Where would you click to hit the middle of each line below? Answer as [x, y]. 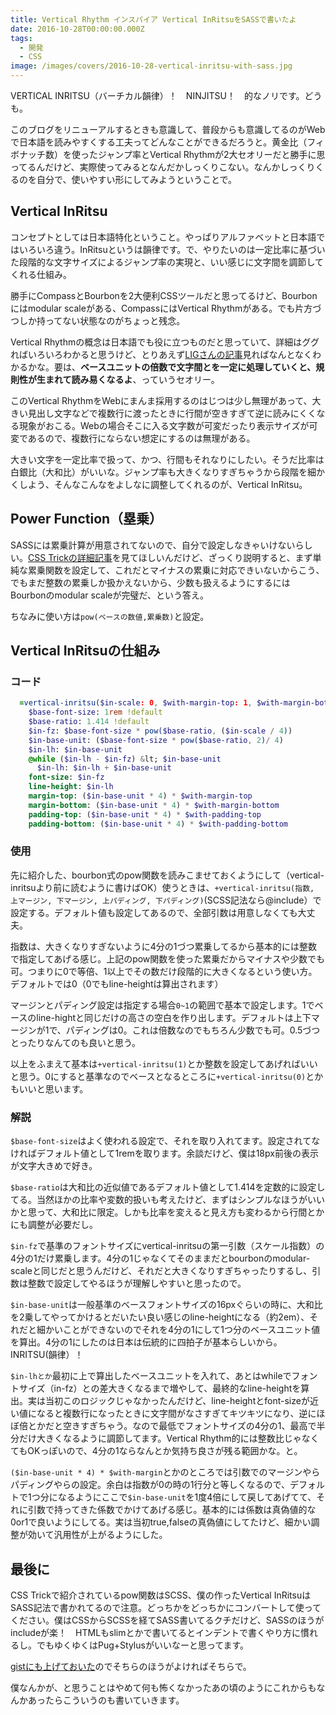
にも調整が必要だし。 [54, 1225]
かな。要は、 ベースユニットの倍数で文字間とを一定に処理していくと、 [172, 367]
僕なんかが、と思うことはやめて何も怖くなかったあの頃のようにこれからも [163, 1687]
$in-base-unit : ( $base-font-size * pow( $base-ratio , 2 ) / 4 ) [156, 740]
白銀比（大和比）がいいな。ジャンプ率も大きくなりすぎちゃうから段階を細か [167, 472]
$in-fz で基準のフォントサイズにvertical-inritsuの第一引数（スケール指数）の [167, 1246]
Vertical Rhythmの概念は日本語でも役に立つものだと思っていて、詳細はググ [165, 342]
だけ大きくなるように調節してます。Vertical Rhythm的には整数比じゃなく [169, 1438]
